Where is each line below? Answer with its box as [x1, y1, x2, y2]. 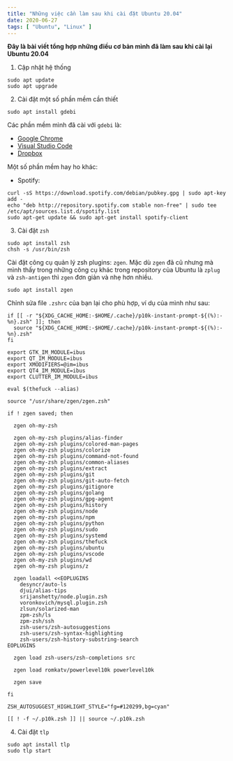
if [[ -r [7, 312, 33, 320]
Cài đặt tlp [17, 727, 50, 737]
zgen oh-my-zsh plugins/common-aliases [13, 459, 130, 466]
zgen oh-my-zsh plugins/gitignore [13, 483, 114, 491]
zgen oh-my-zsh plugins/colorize [13, 447, 111, 454]
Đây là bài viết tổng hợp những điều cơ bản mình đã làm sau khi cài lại [7, 43, 213, 51]
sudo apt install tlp [7, 741, 70, 748]
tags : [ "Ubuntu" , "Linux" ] [7, 23, 92, 30]
